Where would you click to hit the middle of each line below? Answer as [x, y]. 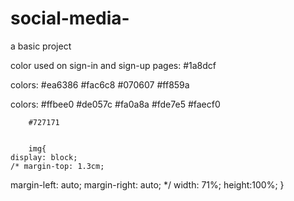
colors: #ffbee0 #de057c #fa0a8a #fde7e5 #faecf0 [115, 104]
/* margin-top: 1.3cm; [57, 166]
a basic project [41, 46]
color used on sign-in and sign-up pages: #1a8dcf [113, 65]
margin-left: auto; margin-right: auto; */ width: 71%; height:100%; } [147, 184]
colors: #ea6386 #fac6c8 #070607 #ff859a [100, 84]
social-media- [70, 18]
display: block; [44, 157]
